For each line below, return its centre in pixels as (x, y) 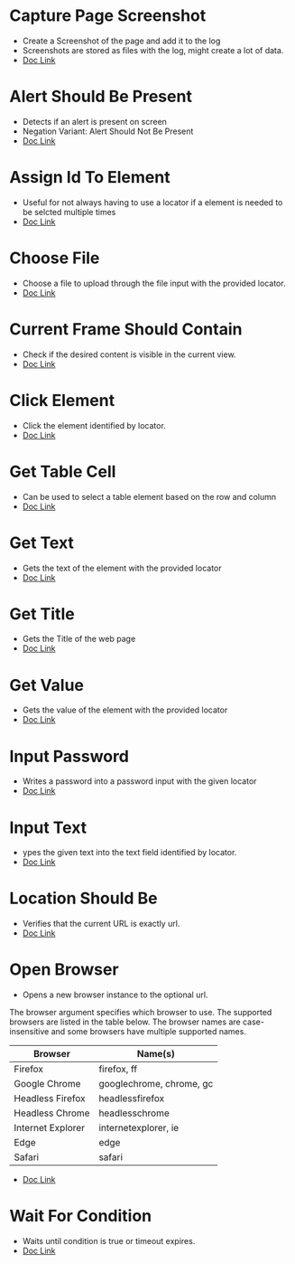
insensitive (29, 1032)
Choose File (55, 258)
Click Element (62, 400)
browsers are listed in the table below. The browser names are (125, 1022)
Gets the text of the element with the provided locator (122, 568)
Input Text (48, 827)
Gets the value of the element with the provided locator (125, 710)
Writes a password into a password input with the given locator (139, 781)
